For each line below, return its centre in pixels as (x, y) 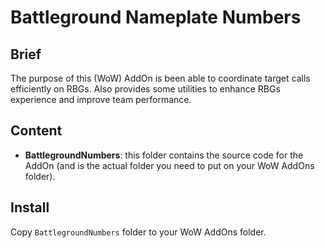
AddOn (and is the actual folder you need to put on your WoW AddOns (169, 165)
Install (30, 207)
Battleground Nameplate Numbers (156, 17)
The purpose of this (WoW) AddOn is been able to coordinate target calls (160, 78)
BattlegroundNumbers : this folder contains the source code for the (164, 155)
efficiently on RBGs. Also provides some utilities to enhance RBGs (145, 89)
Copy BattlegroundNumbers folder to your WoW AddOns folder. (138, 232)
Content (36, 131)
